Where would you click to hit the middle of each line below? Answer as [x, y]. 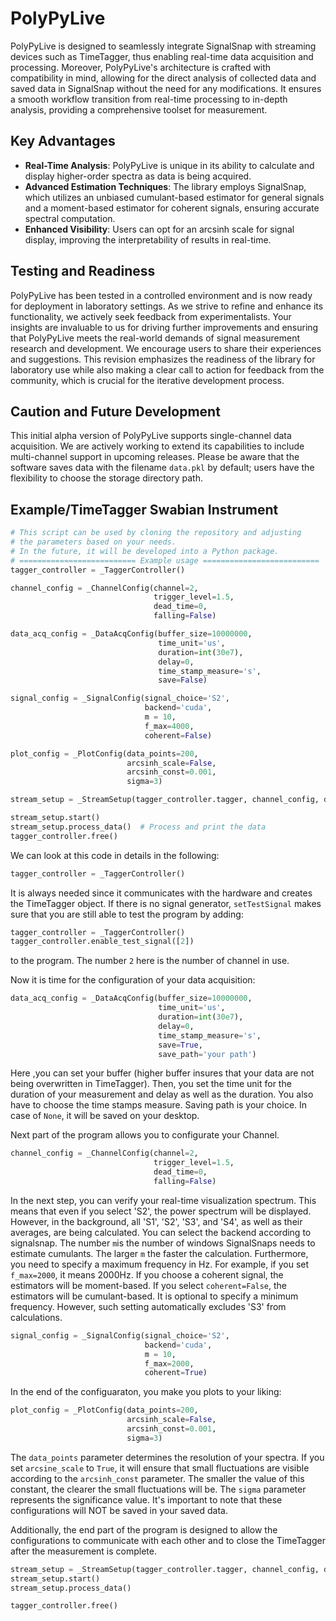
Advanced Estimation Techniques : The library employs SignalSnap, [165, 186]
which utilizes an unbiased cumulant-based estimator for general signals [174, 197]
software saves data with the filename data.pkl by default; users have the [162, 468]
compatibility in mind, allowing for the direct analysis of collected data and [163, 78]
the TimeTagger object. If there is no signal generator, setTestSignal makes [166, 903]
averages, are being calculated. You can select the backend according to [161, 1232]
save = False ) [183, 680]
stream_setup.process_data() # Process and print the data [138, 827]
